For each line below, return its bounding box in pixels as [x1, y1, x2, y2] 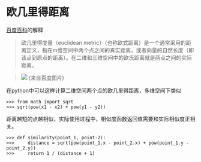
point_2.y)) [6, 145, 36, 151]
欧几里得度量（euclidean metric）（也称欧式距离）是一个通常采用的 [20, 39, 186, 46]
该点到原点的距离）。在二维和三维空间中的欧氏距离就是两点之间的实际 [20, 54, 192, 61]
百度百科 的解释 [6, 26, 43, 33]
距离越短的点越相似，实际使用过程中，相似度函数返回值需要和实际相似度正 [6, 115, 190, 123]
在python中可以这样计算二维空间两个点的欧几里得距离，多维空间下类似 [6, 87, 181, 94]
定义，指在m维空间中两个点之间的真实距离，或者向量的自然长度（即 [26, 46, 194, 54]
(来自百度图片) [28, 74, 64, 81]
